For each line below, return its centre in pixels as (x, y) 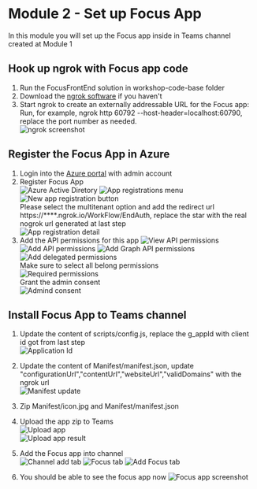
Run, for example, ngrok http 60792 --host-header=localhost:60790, (131, 113)
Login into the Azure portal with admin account (96, 173)
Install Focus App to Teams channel (97, 315)
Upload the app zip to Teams (67, 421)
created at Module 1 (40, 43)
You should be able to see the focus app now (93, 477)
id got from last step (52, 343)
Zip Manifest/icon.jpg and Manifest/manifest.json (99, 406)
